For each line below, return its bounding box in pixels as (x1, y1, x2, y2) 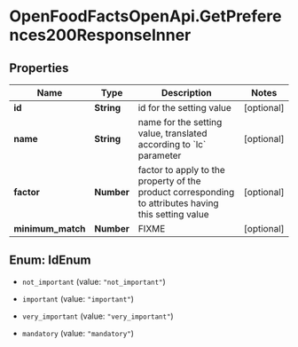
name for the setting (137, 116, 223, 128)
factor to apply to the (137, 164, 225, 176)
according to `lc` (137, 138, 207, 150)
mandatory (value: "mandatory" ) (21, 327, 135, 338)
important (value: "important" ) (21, 293, 135, 304)
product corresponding (137, 186, 235, 198)
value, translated (137, 127, 208, 139)
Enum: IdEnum (9, 253, 91, 268)
